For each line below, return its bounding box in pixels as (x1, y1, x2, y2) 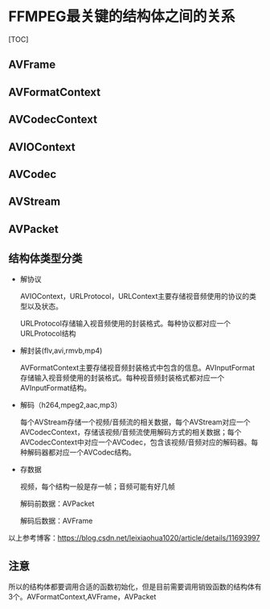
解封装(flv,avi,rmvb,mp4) (19, 346, 103, 355)
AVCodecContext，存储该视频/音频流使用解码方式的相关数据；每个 (19, 428, 242, 437)
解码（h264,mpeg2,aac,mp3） (19, 400, 122, 410)
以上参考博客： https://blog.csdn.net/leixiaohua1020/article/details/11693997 (8, 533, 260, 543)
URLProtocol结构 (19, 329, 76, 338)
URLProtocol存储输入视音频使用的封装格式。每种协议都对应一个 (19, 319, 231, 329)
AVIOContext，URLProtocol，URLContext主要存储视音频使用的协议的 (19, 292, 250, 301)
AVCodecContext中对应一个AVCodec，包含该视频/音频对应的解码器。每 (19, 437, 259, 447)
